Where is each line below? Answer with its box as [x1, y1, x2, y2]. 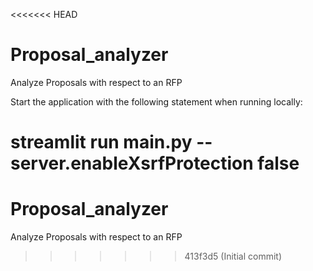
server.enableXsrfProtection [10, 152, 254, 175]
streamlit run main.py [10, 131, 193, 154]
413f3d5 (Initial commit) [184, 250, 283, 263]
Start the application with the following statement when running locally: [10, 95, 303, 108]
